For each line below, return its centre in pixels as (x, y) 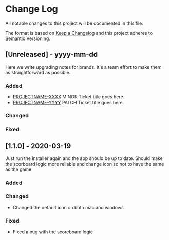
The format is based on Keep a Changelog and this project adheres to (79, 33)
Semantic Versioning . (28, 38)
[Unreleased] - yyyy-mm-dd (52, 55)
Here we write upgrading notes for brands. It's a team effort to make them (83, 67)
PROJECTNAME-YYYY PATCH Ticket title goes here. (68, 103)
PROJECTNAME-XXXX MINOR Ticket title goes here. (69, 97)
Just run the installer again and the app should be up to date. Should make (84, 158)
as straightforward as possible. (38, 72)
